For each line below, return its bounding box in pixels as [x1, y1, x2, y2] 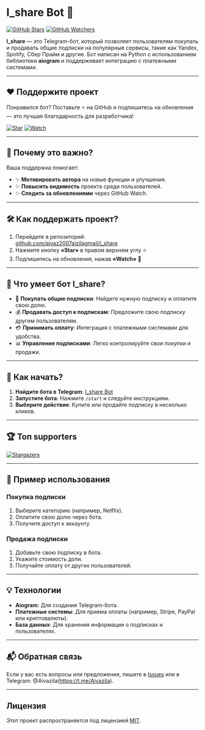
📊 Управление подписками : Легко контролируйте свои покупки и [15, 340, 191, 347]
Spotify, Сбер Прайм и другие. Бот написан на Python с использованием [6, 50, 196, 57]
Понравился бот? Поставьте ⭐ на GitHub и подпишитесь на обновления [6, 103, 194, 111]
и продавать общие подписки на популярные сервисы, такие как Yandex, [6, 44, 198, 51]
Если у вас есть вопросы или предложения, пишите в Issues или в [6, 671, 180, 678]
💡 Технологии [6, 585, 62, 596]
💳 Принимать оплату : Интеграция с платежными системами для [15, 324, 189, 332]
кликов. [15, 407, 35, 415]
